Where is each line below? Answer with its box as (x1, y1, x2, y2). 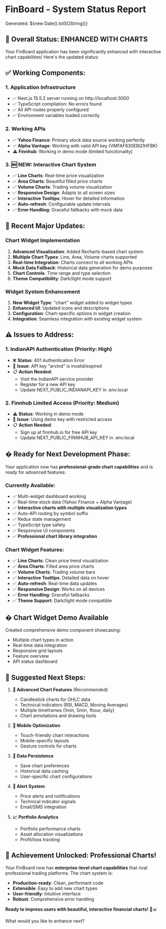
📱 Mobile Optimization (12, 723, 61, 729)
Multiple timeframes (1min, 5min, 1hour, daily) (20, 707, 115, 713)
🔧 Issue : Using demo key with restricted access (12, 416, 112, 422)
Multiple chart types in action (12, 637, 74, 643)
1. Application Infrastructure (5, 84, 76, 91)
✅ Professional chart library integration (12, 533, 97, 540)
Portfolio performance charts (20, 826, 81, 832)
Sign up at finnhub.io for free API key (20, 430, 98, 435)
